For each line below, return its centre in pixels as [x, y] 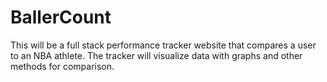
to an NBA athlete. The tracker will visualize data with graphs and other [156, 55]
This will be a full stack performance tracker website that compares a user [163, 45]
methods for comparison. [62, 66]
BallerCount [61, 17]
